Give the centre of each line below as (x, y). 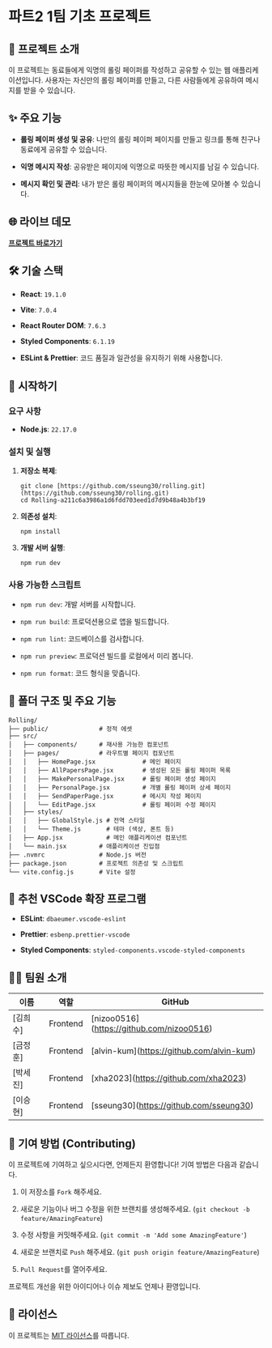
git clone (37, 487)
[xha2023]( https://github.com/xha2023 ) (169, 1078)
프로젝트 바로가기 (36, 243)
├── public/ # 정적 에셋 (70, 729)
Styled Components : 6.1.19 (67, 342)
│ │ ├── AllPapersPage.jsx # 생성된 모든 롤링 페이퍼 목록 (120, 770)
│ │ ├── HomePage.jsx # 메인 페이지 (95, 762)
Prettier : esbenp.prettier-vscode (75, 934)
